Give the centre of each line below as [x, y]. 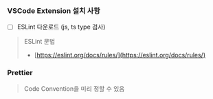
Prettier [20, 73]
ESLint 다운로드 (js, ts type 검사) [61, 27]
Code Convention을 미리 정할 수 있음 [74, 88]
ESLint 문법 [40, 42]
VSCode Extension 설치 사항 [54, 10]
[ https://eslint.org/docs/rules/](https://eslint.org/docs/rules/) [120, 55]
